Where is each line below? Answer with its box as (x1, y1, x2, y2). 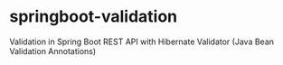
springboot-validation (9, 6, 178, 27)
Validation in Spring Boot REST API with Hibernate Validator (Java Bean (9, 36, 274, 47)
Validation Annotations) (9, 45, 97, 56)
